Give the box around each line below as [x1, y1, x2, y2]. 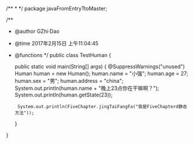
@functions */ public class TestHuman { [14, 52, 111, 58]
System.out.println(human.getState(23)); [14, 91, 113, 98]
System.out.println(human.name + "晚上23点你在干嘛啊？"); [14, 85, 159, 92]
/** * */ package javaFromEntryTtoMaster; [6, 5, 107, 12]
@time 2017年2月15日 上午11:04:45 [14, 40, 98, 46]
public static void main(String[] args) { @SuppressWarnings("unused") [14, 63, 185, 70]
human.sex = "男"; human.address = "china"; [14, 78, 124, 84]
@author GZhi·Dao [14, 28, 60, 35]
